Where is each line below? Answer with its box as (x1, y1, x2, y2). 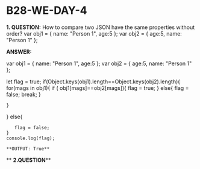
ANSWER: (6, 48, 32, 55)
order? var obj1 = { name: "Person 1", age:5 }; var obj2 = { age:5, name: (6, 30, 182, 37)
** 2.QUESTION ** (6, 156, 51, 164)
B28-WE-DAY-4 (6, 4, 87, 18)
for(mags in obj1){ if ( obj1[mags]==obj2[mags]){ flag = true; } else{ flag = (6, 84, 189, 91)
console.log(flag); (6, 135, 55, 141)
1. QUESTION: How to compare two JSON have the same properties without (6, 24, 195, 31)
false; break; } (6, 91, 41, 98)
